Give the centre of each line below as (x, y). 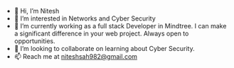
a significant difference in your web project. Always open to (101, 33)
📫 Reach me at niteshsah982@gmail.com (75, 56)
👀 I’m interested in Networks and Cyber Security (85, 18)
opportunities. (34, 41)
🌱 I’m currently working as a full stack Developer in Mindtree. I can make (120, 26)
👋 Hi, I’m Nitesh (37, 11)
